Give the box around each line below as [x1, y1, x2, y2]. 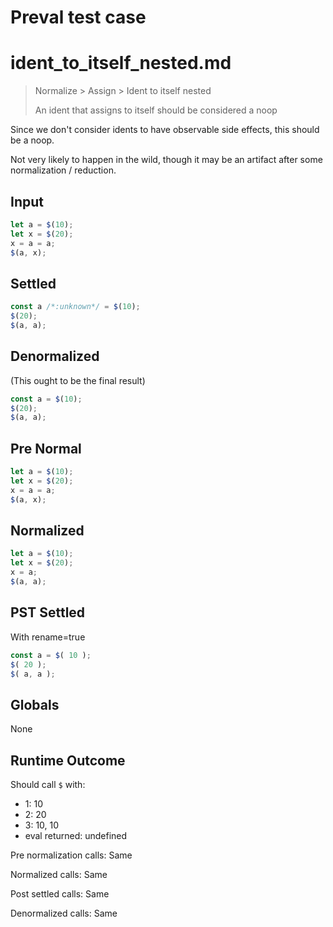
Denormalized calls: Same [10, 907, 118, 919]
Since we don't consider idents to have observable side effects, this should [10, 124, 320, 136]
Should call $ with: [10, 779, 86, 790]
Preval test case [10, 6, 147, 29]
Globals [10, 696, 60, 713]
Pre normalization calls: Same [10, 849, 133, 861]
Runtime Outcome [10, 752, 126, 769]
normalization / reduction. [10, 164, 117, 176]
